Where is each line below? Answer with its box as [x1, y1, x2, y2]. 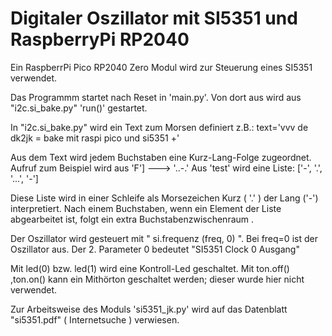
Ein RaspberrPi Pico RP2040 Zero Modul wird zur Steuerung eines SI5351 [10, 61, 313, 73]
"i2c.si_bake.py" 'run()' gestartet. [10, 102, 148, 114]
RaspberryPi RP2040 [10, 28, 190, 51]
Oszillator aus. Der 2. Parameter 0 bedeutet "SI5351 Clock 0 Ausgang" [10, 243, 300, 255]
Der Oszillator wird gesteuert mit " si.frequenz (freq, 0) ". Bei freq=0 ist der [10, 232, 318, 244]
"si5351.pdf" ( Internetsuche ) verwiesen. [10, 313, 180, 326]
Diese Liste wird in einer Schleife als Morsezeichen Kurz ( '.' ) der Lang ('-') [10, 192, 319, 204]
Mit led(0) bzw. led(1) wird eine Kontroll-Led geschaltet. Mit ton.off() [10, 262, 290, 274]
